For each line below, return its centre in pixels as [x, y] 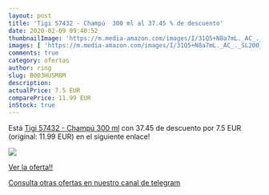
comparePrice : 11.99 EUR [50, 98]
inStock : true [32, 105]
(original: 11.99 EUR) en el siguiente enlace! [79, 136]
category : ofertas [39, 61]
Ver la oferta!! [31, 167]
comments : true [34, 53]
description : [30, 83]
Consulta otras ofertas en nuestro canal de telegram [94, 183]
